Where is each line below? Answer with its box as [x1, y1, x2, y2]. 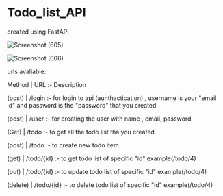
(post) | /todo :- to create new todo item [7, 140, 119, 149]
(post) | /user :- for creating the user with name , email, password [7, 114, 192, 123]
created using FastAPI [7, 27, 70, 36]
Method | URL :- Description [7, 80, 87, 88]
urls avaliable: [7, 67, 47, 75]
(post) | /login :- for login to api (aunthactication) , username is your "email [7, 94, 217, 102]
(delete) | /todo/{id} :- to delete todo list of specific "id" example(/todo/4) [7, 180, 213, 189]
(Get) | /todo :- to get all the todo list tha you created [7, 127, 155, 136]
